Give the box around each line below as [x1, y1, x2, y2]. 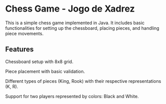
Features [5, 45, 34, 54]
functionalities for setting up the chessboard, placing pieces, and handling [5, 25, 160, 31]
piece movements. [5, 30, 44, 36]
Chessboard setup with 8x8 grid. [5, 59, 74, 65]
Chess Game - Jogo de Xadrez [5, 3, 135, 15]
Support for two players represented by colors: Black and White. [5, 93, 139, 99]
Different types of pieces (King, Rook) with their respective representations [5, 78, 161, 84]
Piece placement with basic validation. [5, 68, 85, 74]
